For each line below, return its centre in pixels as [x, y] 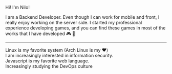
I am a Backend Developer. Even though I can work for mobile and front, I [82, 17]
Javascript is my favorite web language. [47, 61]
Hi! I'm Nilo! [17, 7]
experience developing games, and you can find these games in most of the [85, 28]
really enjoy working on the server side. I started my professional [74, 23]
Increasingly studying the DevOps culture [49, 66]
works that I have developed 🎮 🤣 [40, 33]
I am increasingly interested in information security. [59, 55]
